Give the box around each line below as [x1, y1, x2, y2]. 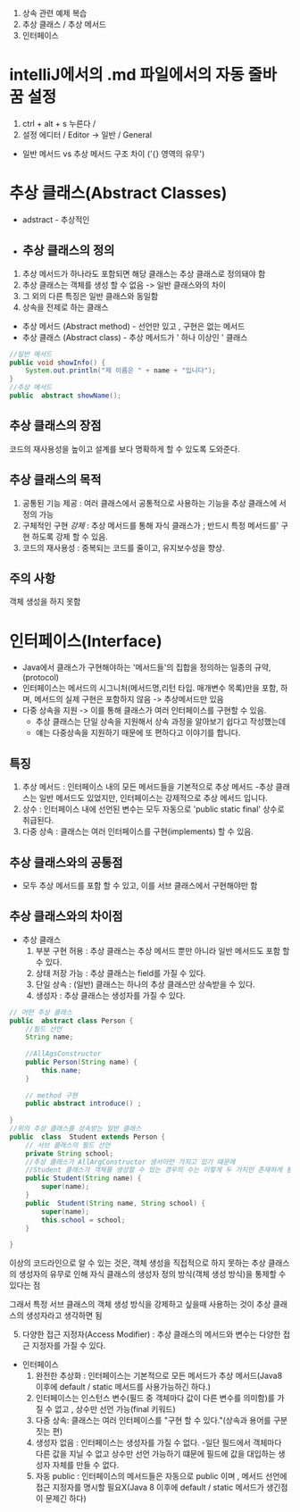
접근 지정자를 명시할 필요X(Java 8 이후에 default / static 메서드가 [35, 1482, 265, 1493]
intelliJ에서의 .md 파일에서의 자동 [9, 65, 245, 85]
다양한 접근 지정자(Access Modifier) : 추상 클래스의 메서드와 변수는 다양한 [21, 1329, 281, 1340]
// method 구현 [25, 1090, 79, 1100]
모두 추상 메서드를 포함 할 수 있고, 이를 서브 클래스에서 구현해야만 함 [21, 880, 258, 890]
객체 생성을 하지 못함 [9, 597, 81, 607]
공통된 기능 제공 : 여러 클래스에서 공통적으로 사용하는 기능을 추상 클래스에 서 [21, 497, 287, 508]
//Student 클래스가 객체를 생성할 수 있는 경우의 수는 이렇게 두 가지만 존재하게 [25, 1165, 283, 1174]
